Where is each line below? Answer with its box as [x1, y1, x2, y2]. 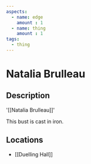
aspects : [6, 8, 28, 15]
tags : [6, 36, 19, 42]
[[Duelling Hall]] [14, 150, 53, 157]
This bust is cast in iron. [6, 118, 64, 125]
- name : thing [11, 25, 46, 31]
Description [6, 91, 50, 101]
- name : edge [11, 14, 43, 20]
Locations [6, 135, 43, 145]
